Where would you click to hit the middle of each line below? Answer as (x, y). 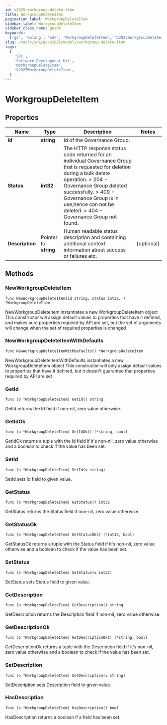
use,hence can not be (89, 204)
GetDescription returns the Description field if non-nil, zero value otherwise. (83, 614)
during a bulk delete (87, 173)
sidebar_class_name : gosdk (33, 28)
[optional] (148, 243)
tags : (11, 47)
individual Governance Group (97, 161)
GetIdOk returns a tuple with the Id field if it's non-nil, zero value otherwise (82, 441)
